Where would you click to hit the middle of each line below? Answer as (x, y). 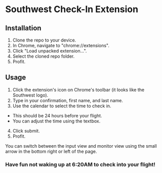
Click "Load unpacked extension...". (50, 51)
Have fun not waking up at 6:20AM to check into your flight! (80, 164)
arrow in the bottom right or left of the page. (51, 151)
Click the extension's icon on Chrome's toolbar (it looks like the (78, 90)
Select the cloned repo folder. (44, 56)
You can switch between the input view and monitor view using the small (81, 146)
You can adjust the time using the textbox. (56, 121)
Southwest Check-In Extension (72, 9)
